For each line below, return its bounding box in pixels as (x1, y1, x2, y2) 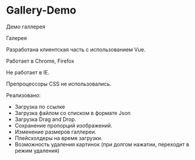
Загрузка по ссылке (14, 103, 66, 110)
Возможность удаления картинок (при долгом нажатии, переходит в (14, 141, 190, 148)
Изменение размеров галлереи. (14, 128, 96, 135)
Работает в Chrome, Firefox (6, 57, 75, 64)
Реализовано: (6, 92, 41, 99)
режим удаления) (14, 147, 60, 154)
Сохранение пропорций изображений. (14, 122, 113, 129)
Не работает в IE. (6, 68, 50, 76)
